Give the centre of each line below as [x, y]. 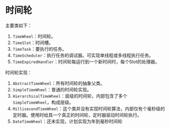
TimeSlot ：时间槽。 [33, 42]
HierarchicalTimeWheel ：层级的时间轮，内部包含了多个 [70, 96]
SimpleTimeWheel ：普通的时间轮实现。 [52, 89]
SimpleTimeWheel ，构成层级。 [43, 102]
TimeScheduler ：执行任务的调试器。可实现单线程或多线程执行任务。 [83, 55]
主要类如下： [19, 25]
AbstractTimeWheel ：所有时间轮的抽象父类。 [59, 83]
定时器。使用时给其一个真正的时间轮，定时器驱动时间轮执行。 [77, 115]
